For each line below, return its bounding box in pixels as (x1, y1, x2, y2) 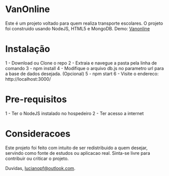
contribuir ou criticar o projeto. (5, 155, 69, 161)
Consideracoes (5, 128, 71, 139)
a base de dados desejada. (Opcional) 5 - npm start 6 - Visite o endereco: (5, 71, 159, 77)
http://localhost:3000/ (5, 76, 51, 82)
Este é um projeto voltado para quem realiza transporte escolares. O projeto (5, 20, 163, 26)
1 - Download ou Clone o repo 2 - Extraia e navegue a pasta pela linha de (5, 60, 157, 66)
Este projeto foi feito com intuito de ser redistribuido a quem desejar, (5, 145, 148, 151)
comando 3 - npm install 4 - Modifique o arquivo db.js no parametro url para (5, 65, 164, 71)
